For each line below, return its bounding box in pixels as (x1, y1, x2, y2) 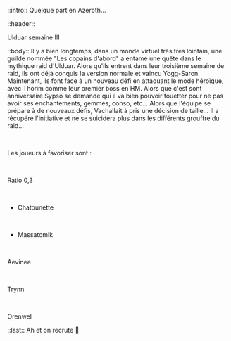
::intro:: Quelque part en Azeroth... (7, 6, 106, 14)
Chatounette (17, 203, 54, 212)
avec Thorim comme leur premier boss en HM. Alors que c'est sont (7, 84, 202, 92)
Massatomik (17, 231, 54, 238)
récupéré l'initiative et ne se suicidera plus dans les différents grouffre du (7, 114, 220, 122)
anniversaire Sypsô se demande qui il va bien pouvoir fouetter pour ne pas (7, 91, 224, 100)
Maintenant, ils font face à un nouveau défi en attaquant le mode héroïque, (7, 77, 224, 85)
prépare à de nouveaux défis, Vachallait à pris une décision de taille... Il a (7, 107, 219, 115)
